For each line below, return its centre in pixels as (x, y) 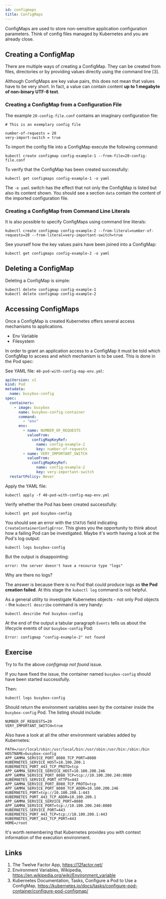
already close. (20, 39)
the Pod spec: (19, 361)
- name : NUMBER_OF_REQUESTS (52, 431)
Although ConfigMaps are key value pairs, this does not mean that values (80, 81)
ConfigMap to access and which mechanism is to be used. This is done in (80, 356)
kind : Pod (15, 384)
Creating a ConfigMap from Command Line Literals (68, 211)
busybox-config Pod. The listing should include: (53, 712)
